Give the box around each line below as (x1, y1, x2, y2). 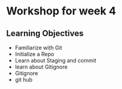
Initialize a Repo (14, 51, 55, 58)
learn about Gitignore (14, 63, 68, 70)
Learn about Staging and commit (14, 57, 96, 64)
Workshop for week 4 (6, 4, 116, 18)
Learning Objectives (6, 28, 84, 38)
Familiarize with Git (14, 44, 63, 51)
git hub (14, 76, 33, 83)
